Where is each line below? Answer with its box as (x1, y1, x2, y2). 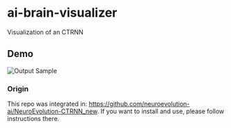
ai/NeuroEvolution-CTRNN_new (7, 107, 97, 115)
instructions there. (7, 115, 60, 123)
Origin (7, 83, 29, 93)
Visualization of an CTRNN (7, 28, 83, 36)
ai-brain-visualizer (7, 5, 118, 21)
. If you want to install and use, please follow (97, 107, 225, 115)
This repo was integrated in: (7, 99, 88, 109)
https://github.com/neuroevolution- (88, 99, 190, 109)
